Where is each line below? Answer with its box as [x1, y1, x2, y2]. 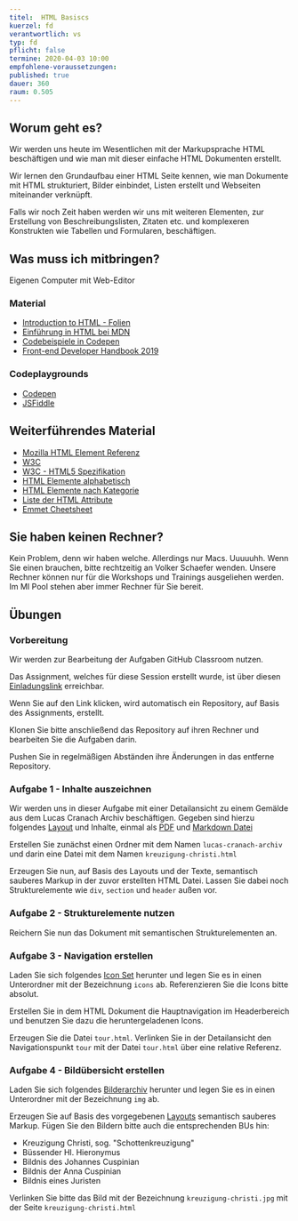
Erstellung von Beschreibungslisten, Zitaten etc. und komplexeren [9, 216, 250, 227]
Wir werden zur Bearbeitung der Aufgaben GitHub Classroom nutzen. [9, 655, 264, 665]
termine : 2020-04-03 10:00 [9, 54, 109, 63]
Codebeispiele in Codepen [21, 336, 120, 347]
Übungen [9, 606, 62, 623]
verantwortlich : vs [9, 29, 82, 38]
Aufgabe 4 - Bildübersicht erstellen [9, 1064, 165, 1076]
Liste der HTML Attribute [21, 494, 113, 505]
